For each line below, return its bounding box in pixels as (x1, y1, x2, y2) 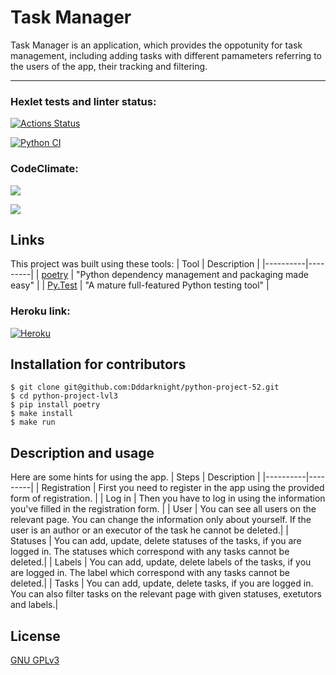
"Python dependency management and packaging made (75, 269, 309, 281)
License (10, 627, 61, 645)
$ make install (10, 409, 74, 419)
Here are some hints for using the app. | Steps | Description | (10, 471, 261, 483)
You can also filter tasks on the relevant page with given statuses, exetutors (10, 588, 322, 600)
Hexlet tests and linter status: (10, 94, 157, 108)
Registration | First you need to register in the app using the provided (41, 482, 325, 494)
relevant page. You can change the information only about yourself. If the (10, 514, 312, 526)
